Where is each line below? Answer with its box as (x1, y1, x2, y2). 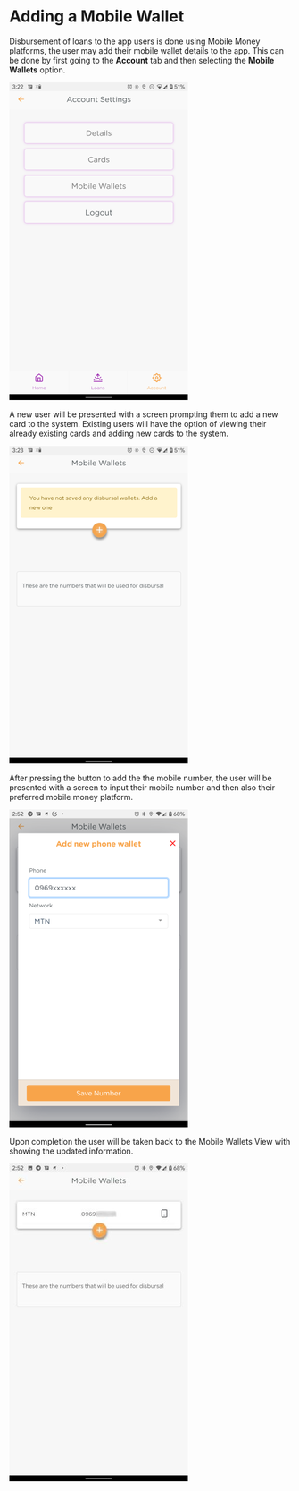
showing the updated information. (9, 1146, 134, 1156)
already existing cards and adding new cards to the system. (9, 428, 229, 439)
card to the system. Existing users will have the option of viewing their (9, 418, 267, 429)
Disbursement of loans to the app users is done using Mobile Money (9, 36, 261, 47)
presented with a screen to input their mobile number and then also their (9, 781, 275, 793)
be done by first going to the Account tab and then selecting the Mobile (9, 55, 275, 65)
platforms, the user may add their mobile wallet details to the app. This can (9, 45, 284, 55)
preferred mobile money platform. (9, 791, 134, 802)
